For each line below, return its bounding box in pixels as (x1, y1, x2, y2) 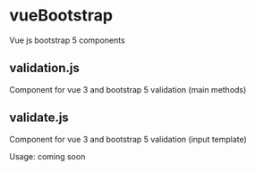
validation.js (9, 61, 81, 76)
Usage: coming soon (9, 151, 86, 161)
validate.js (9, 110, 69, 126)
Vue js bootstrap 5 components (9, 35, 125, 45)
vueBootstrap (9, 5, 114, 26)
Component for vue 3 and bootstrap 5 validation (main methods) (9, 84, 247, 94)
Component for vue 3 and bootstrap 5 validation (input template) (9, 134, 248, 144)
